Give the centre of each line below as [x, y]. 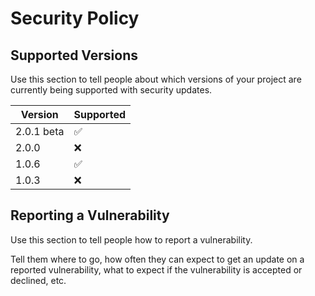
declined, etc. [38, 280]
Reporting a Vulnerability [90, 215]
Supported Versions [74, 55]
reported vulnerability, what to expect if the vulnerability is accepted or [156, 269]
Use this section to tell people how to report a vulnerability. [131, 239]
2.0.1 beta [40, 131]
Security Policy [75, 18]
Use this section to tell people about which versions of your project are [156, 79]
